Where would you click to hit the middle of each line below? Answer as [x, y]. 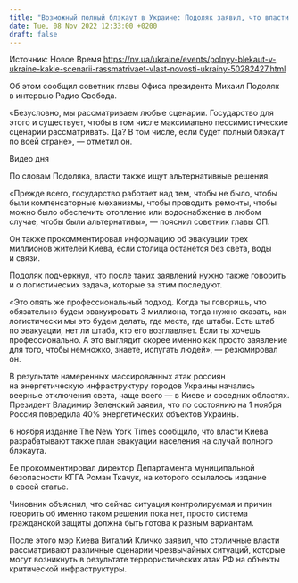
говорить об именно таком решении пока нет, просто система [128, 513]
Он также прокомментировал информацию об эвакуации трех [128, 239]
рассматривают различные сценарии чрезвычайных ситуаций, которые [147, 550]
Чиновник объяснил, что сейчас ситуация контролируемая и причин [141, 504]
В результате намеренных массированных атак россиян [117, 377]
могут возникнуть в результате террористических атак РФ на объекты [145, 560]
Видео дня [29, 159]
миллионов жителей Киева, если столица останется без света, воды [141, 249]
